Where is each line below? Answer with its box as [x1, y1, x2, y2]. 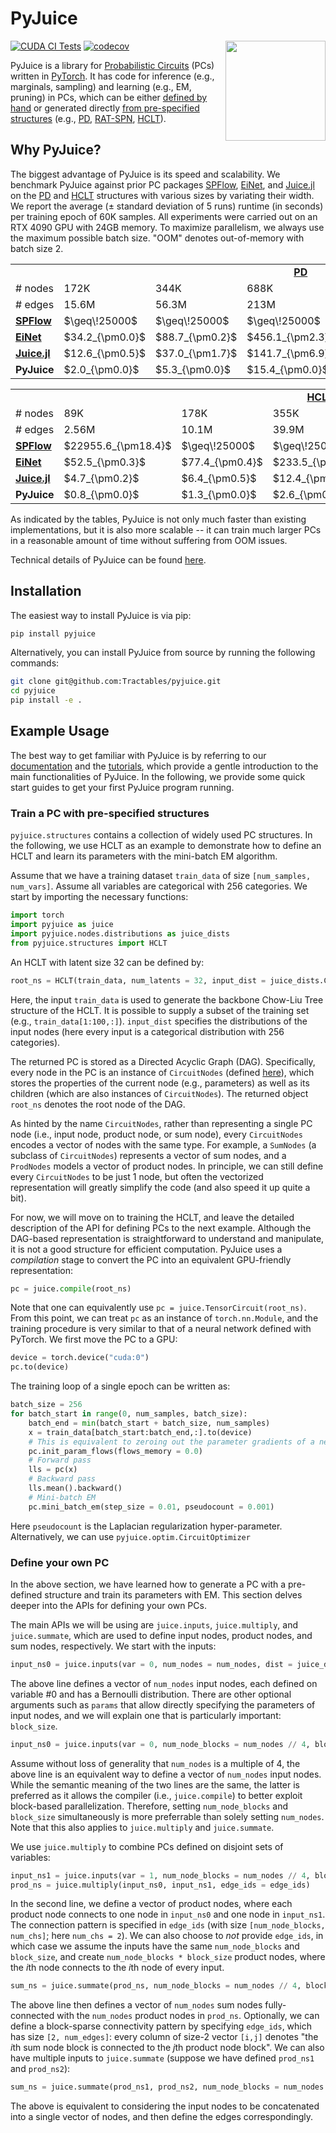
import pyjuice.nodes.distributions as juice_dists [10, 928, 230, 939]
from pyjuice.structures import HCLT [10, 938, 168, 948]
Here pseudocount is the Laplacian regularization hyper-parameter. [10, 1520, 283, 1532]
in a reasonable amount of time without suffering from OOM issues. [10, 534, 288, 546]
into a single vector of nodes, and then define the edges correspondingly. [10, 2111, 314, 2123]
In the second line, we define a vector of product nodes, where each [10, 1898, 293, 1910]
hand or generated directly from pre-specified [10, 102, 200, 114]
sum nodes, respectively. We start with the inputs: [10, 1640, 217, 1652]
